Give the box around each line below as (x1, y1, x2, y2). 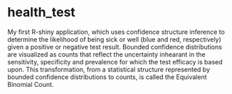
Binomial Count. (7, 80, 54, 88)
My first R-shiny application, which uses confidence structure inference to (7, 28, 226, 36)
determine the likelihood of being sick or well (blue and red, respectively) (7, 35, 222, 43)
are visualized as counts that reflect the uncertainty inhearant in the (7, 50, 206, 59)
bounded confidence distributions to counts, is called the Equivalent (7, 72, 208, 81)
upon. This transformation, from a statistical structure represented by (7, 65, 211, 74)
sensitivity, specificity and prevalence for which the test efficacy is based (7, 57, 223, 66)
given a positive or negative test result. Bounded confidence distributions (7, 42, 223, 51)
